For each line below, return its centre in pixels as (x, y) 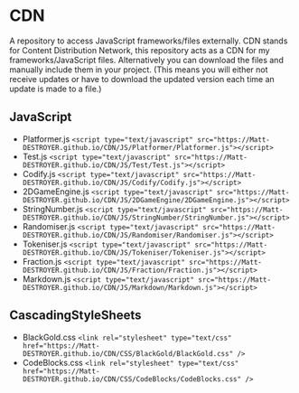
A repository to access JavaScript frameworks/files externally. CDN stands (149, 41)
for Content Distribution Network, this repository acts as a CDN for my (140, 50)
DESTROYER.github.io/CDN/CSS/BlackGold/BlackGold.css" (128, 353)
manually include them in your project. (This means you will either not (139, 70)
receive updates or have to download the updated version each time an (142, 79)
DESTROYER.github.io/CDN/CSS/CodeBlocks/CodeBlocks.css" (132, 379)
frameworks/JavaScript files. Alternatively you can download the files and (147, 60)
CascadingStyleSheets (75, 316)
